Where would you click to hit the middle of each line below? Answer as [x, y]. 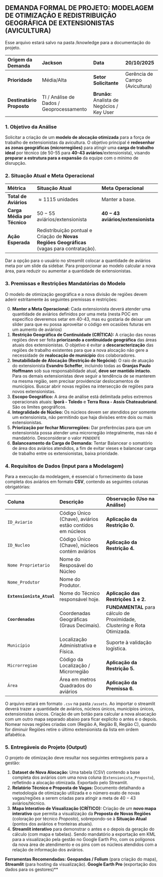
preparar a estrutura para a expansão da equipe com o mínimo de [72, 158]
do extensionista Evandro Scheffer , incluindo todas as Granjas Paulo [81, 365]
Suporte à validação [129, 642]
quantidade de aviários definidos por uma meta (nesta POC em [75, 314]
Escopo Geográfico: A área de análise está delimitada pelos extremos [82, 396]
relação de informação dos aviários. [48, 850]
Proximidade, [121, 619]
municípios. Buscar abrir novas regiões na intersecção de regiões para [83, 386]
